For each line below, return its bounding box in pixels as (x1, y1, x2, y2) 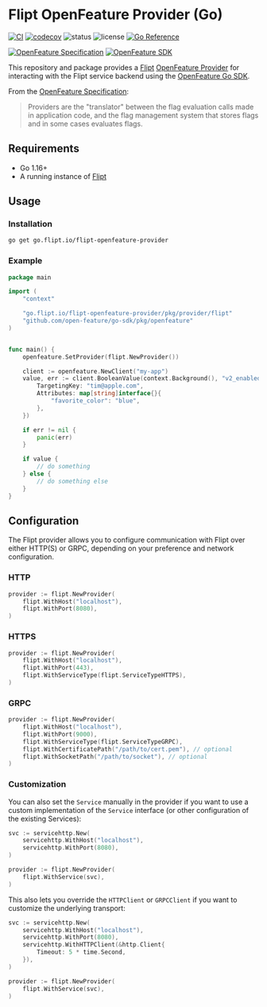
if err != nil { (22, 426, 77, 434)
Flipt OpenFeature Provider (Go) (8, 6, 223, 24)
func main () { (8, 345, 56, 353)
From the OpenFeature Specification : (8, 86, 130, 96)
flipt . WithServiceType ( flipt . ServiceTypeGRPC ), (22, 737, 183, 745)
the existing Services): (8, 814, 82, 823)
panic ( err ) (37, 434, 73, 441)
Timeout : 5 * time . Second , (37, 948, 126, 956)
